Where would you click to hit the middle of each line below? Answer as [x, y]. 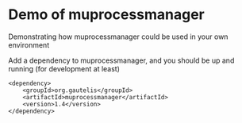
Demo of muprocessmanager [106, 15]
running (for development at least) [64, 68]
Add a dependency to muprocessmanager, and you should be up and [121, 60]
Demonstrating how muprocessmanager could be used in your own [118, 37]
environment [29, 44]
